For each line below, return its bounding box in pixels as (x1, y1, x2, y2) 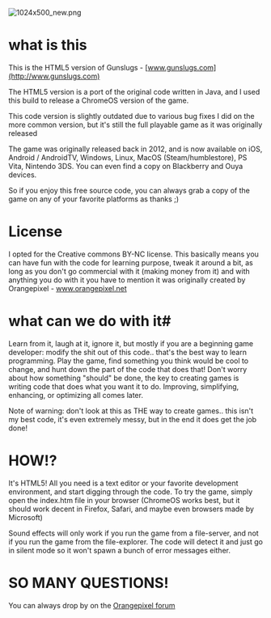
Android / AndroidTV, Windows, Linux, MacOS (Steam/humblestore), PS (8, 152, 248, 162)
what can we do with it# (8, 312, 171, 331)
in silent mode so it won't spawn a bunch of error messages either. (8, 545, 231, 555)
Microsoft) (8, 512, 43, 522)
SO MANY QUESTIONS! (8, 574, 169, 592)
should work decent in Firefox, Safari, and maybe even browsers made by (8, 504, 255, 514)
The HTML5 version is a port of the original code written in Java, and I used (8, 87, 260, 96)
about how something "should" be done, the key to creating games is (8, 373, 239, 383)
